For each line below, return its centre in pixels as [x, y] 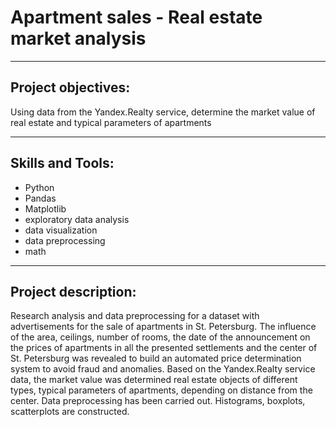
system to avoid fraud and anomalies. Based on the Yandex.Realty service [163, 369]
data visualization [61, 230]
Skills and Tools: [62, 163]
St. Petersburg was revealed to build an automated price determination [156, 358]
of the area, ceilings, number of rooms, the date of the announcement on [160, 337]
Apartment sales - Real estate [136, 17]
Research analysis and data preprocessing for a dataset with [135, 316]
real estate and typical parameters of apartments [111, 122]
